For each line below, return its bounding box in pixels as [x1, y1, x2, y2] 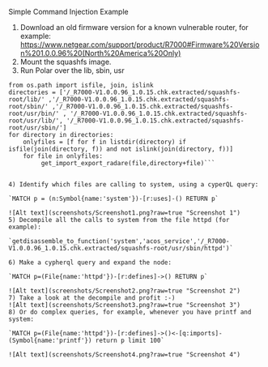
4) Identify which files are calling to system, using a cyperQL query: [8, 181, 259, 189]
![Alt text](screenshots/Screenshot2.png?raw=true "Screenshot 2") [8, 287, 241, 295]
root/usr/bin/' [8, 109, 60, 117]
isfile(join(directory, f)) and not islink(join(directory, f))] [8, 145, 233, 153]
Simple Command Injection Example [8, 7, 129, 16]
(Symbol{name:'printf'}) [8, 336, 92, 344]
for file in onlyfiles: [23, 152, 104, 160]
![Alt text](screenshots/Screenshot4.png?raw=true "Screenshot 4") [8, 351, 241, 359]
